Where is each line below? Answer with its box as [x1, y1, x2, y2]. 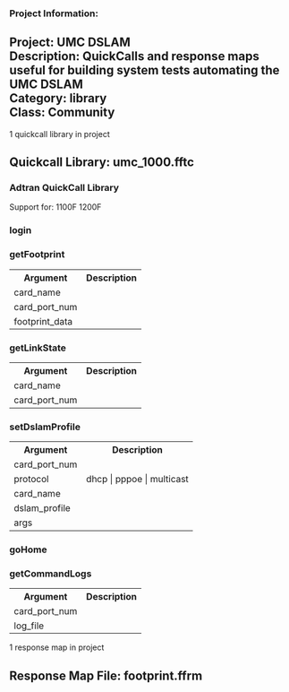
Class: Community [9, 105, 115, 120]
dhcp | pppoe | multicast [86, 473, 190, 486]
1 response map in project [9, 642, 105, 653]
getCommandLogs [9, 567, 92, 580]
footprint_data [13, 315, 73, 327]
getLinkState [9, 342, 67, 354]
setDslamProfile [9, 420, 81, 433]
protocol [13, 473, 49, 486]
